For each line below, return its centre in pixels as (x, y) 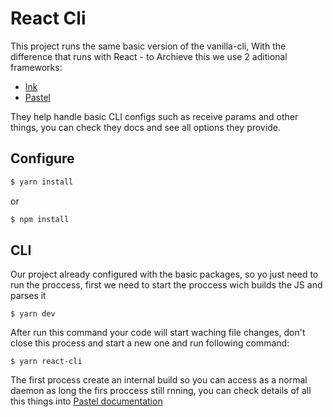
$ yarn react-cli (46, 362)
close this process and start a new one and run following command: (150, 343)
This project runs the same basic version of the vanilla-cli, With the (148, 46)
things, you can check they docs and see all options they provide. (145, 127)
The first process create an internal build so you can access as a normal (159, 380)
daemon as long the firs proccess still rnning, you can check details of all (161, 391)
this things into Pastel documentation (86, 401)
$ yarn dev (33, 314)
